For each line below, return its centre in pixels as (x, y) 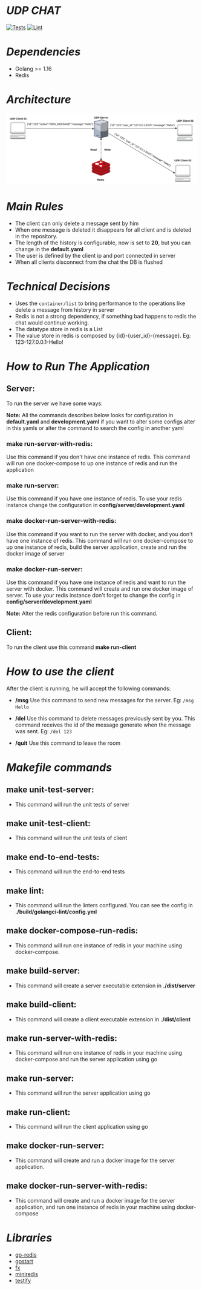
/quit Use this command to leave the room (68, 743)
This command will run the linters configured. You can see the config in (104, 905)
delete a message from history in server (65, 309)
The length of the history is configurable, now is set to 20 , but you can (103, 243)
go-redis (26, 1255)
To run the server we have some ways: (54, 403)
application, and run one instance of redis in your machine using (95, 1207)
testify (23, 1280)
